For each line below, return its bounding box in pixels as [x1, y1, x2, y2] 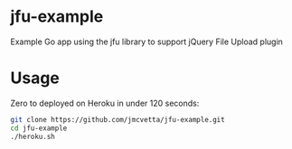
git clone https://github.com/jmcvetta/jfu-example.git [10, 115, 225, 124]
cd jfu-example [10, 124, 68, 133]
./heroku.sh [10, 132, 55, 141]
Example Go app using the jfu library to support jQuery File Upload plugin [10, 36, 284, 47]
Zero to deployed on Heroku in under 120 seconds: [10, 98, 200, 108]
